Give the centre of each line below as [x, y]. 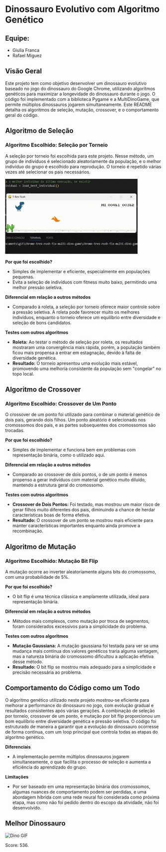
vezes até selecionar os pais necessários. [48, 172]
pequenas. [23, 277]
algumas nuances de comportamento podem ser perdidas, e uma [79, 792]
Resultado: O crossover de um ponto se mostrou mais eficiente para [83, 520]
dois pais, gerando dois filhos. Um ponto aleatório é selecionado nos [75, 420]
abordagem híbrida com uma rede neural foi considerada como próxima [86, 797]
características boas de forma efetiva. [51, 515]
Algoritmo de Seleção [39, 131]
